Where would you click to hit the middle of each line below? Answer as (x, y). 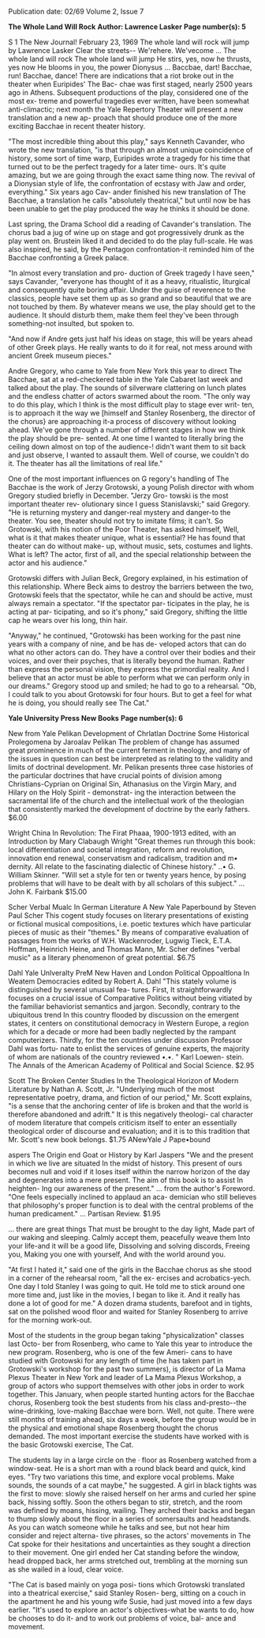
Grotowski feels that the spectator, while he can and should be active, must (130, 595)
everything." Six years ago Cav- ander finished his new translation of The (127, 192)
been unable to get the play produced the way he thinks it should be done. (129, 209)
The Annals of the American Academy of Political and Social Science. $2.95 (131, 1065)
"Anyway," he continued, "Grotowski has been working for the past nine (125, 635)
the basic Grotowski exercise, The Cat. (71, 1445)
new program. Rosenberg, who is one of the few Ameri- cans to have (120, 1352)
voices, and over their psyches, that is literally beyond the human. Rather (126, 661)
